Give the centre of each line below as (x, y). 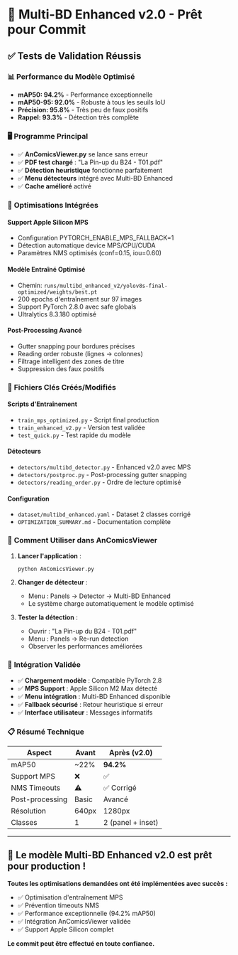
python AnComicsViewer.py (56, 569)
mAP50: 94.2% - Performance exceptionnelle (85, 95)
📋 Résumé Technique (46, 732)
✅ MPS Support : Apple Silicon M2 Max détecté (87, 688)
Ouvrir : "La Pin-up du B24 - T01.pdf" (83, 631)
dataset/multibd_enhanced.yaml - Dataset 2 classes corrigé (104, 514)
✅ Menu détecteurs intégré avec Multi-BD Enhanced (95, 178)
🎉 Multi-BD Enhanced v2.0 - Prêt (105, 15)
